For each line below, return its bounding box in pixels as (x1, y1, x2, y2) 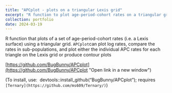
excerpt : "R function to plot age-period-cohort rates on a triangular (5, 12, 161, 17)
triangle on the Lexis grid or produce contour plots (5, 52, 112, 58)
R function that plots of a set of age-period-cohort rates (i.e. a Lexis (5, 36, 148, 42)
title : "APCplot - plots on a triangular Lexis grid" (5, 7, 123, 13)
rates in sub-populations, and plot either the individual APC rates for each (5, 46, 161, 52)
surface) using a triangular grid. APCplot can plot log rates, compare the (5, 41, 155, 47)
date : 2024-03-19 (5, 21, 42, 27)
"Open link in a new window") (89, 67, 152, 73)
